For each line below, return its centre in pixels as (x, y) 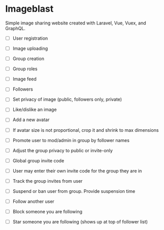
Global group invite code (38, 160)
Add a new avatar (31, 120)
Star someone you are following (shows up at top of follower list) (80, 222)
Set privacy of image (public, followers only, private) (67, 99)
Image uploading (30, 48)
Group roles (25, 69)
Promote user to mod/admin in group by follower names (71, 140)
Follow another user (34, 201)
